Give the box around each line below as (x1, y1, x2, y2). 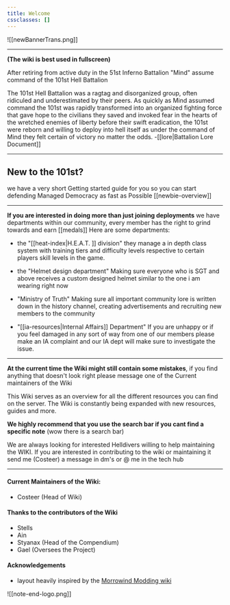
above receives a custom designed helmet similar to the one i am (16, 274, 201, 283)
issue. (16, 344, 34, 353)
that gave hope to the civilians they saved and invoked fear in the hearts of (7, 110, 218, 119)
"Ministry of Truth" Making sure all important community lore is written (16, 295, 216, 303)
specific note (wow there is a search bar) (7, 427, 125, 436)
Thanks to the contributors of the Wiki (7, 508, 118, 517)
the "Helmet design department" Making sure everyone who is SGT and (16, 267, 220, 275)
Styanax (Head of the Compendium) (16, 538, 120, 546)
